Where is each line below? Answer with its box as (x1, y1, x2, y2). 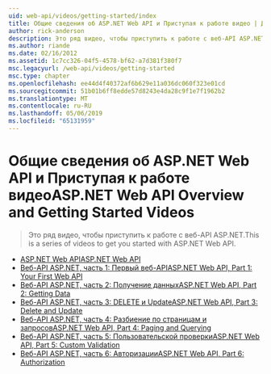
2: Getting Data (19, 288, 71, 298)
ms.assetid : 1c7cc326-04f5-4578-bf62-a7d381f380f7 (8, 57, 182, 65)
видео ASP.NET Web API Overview (8, 187, 244, 204)
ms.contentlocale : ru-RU (8, 102, 92, 110)
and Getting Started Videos (8, 204, 195, 222)
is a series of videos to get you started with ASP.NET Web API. (27, 238, 236, 248)
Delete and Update (19, 305, 83, 315)
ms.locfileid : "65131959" (8, 117, 95, 125)
